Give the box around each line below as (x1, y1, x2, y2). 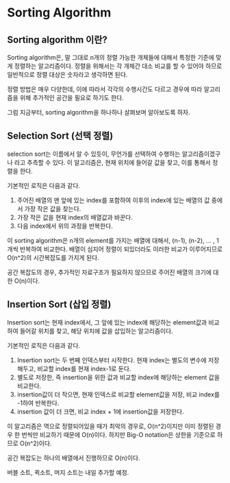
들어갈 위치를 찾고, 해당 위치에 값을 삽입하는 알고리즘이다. (19, 327, 173, 335)
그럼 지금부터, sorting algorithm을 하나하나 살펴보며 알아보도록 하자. (7, 108, 190, 116)
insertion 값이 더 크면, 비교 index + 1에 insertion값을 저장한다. (16, 407, 184, 416)
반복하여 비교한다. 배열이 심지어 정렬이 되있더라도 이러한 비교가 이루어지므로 (19, 245, 223, 253)
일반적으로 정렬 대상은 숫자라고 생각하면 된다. (7, 71, 128, 78)
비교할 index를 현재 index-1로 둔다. (37, 364, 131, 373)
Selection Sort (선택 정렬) (7, 130, 114, 142)
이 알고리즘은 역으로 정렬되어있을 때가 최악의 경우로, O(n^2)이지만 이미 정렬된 (7, 422, 214, 430)
